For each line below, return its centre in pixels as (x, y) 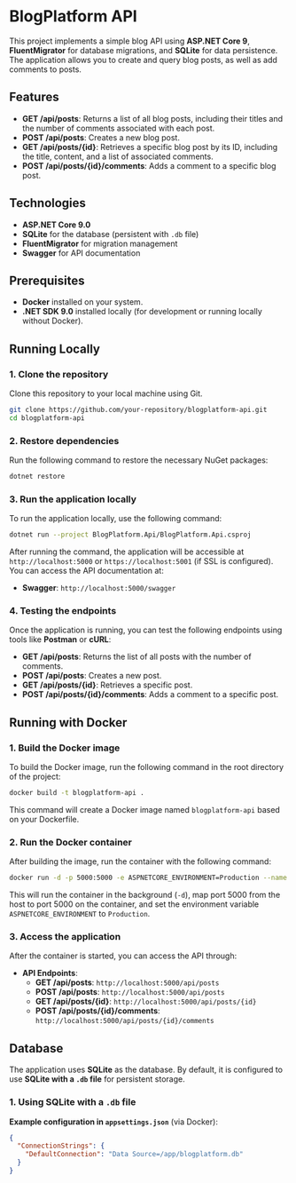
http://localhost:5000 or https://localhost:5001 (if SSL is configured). (141, 561)
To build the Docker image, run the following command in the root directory (147, 767)
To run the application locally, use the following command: (116, 519)
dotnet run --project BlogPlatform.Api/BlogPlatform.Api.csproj (130, 535)
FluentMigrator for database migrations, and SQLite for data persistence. (144, 50)
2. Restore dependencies (64, 441)
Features (34, 97)
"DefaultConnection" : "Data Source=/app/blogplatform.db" (134, 1155)
